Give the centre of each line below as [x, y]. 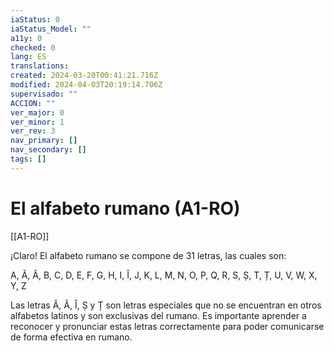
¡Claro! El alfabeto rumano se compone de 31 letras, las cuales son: [148, 255]
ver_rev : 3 [33, 131]
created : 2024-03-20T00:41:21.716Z [84, 76]
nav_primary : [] [44, 141]
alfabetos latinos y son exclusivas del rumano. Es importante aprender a [158, 315]
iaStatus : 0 [35, 19]
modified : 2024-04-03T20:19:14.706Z [86, 85]
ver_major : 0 [37, 112]
